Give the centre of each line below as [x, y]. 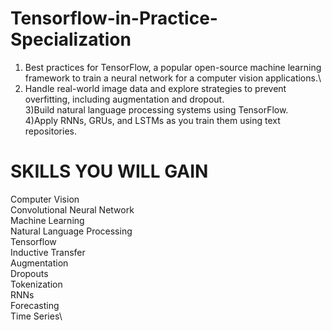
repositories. [50, 131]
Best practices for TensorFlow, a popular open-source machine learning [173, 67]
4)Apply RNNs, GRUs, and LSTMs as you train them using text [152, 120]
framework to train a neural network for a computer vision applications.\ [173, 78]
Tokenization [36, 284]
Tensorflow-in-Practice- [114, 18]
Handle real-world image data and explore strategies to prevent [155, 88]
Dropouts [29, 273]
